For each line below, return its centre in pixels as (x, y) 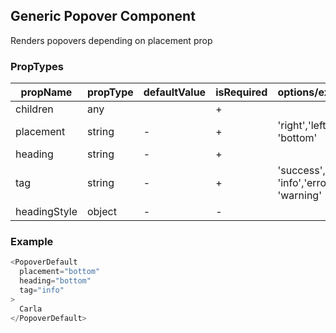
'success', (301, 171)
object (101, 212)
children (34, 109)
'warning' (299, 196)
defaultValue (175, 92)
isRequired (241, 92)
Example (32, 242)
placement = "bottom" (60, 272)
